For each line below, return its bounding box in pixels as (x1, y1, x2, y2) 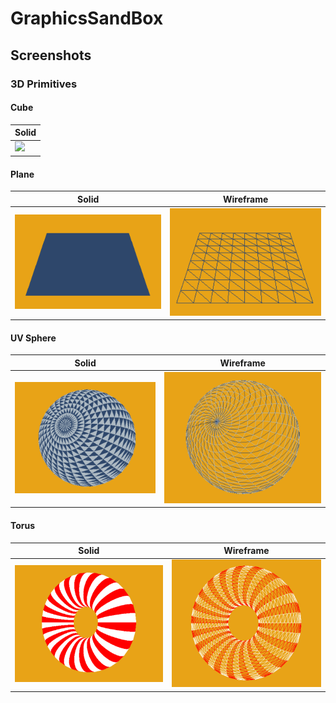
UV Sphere (10, 332, 57, 344)
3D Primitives (10, 77, 78, 91)
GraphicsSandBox (10, 7, 164, 30)
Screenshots (10, 47, 92, 64)
